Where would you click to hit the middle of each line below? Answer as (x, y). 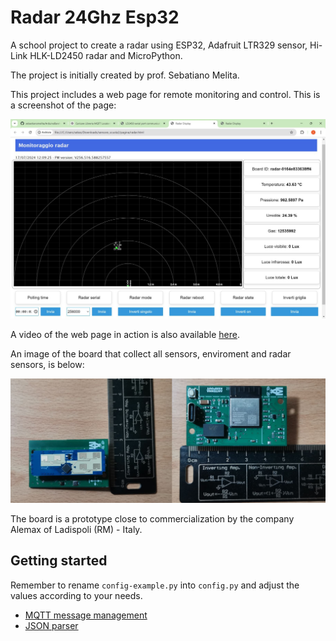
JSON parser (51, 625)
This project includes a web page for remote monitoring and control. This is (165, 94)
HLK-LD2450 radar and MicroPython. (106, 55)
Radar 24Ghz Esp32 (95, 17)
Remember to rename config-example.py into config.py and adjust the (155, 585)
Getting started (59, 561)
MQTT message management (86, 615)
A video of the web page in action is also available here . (125, 335)
